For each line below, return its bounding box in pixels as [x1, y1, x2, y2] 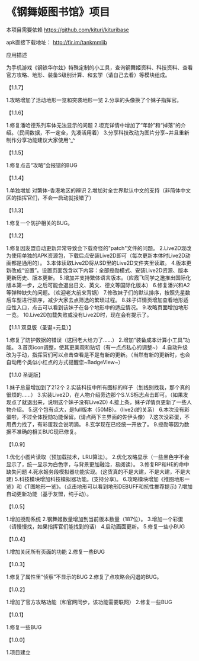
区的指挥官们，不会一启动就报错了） [6, 194, 95, 201]
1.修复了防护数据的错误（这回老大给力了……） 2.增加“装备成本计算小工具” [6, 336, 185, 344]
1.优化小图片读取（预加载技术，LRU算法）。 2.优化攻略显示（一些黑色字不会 [6, 453, 190, 460]
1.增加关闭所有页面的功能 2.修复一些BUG [6, 548, 105, 555]
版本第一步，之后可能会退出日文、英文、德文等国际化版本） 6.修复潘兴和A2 [6, 281, 191, 288]
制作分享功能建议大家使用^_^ [6, 136, 75, 143]
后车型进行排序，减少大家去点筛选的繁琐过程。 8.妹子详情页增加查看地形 [6, 296, 184, 303]
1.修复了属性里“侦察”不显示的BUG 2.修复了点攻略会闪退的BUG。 [6, 573, 162, 580]
